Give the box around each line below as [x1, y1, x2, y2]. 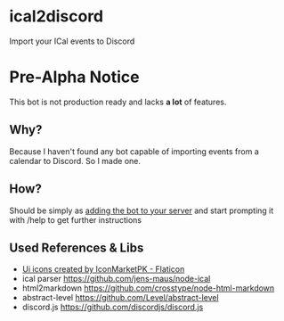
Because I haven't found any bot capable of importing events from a [9, 145, 260, 157]
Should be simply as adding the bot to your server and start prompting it [9, 205, 274, 216]
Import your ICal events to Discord [9, 36, 135, 46]
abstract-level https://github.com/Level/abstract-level [21, 292, 220, 303]
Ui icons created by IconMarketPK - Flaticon [21, 264, 185, 275]
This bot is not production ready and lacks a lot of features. [9, 96, 227, 107]
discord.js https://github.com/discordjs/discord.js [21, 301, 204, 313]
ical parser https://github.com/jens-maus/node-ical [21, 274, 211, 284]
